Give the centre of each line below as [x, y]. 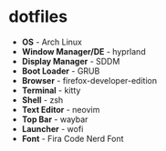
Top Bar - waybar [55, 119]
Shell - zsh [42, 100]
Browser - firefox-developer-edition [89, 80]
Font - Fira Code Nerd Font [73, 138]
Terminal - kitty [51, 90]
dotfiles [38, 17]
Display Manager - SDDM [71, 61]
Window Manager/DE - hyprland [84, 51]
